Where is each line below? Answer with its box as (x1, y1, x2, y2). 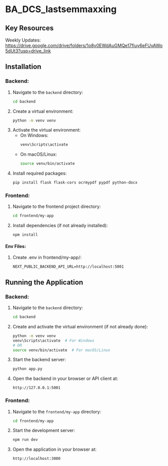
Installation (5, 62, 41, 71)
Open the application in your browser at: (12, 446, 97, 452)
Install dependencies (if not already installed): (12, 223, 108, 229)
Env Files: (5, 243, 26, 249)
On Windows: (20, 133, 49, 139)
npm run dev (12, 437, 38, 442)
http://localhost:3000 (12, 456, 61, 461)
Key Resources (5, 24, 54, 32)
